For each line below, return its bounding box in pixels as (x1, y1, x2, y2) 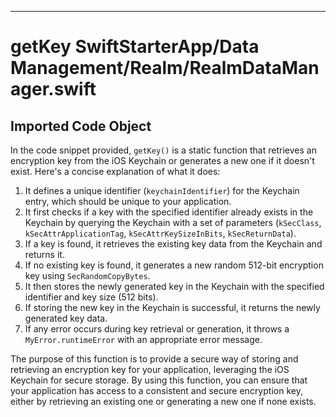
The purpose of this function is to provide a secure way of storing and (10, 353, 299, 365)
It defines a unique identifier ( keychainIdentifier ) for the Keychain (24, 185, 300, 196)
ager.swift (10, 78, 97, 101)
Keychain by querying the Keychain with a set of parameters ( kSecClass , (24, 217, 322, 228)
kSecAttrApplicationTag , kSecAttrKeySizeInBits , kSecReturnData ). (24, 227, 297, 239)
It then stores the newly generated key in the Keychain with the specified (24, 281, 325, 292)
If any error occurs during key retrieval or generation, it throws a (24, 323, 290, 335)
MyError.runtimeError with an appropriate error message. (24, 334, 263, 345)
